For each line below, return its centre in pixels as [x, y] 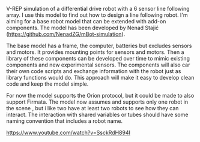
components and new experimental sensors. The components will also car [98, 65]
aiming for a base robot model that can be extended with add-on [86, 21]
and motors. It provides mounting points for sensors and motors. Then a [95, 52]
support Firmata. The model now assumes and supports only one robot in [97, 102]
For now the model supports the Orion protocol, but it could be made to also [100, 96]
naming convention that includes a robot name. [65, 121]
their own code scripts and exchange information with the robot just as [94, 71]
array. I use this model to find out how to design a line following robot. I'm [97, 15]
